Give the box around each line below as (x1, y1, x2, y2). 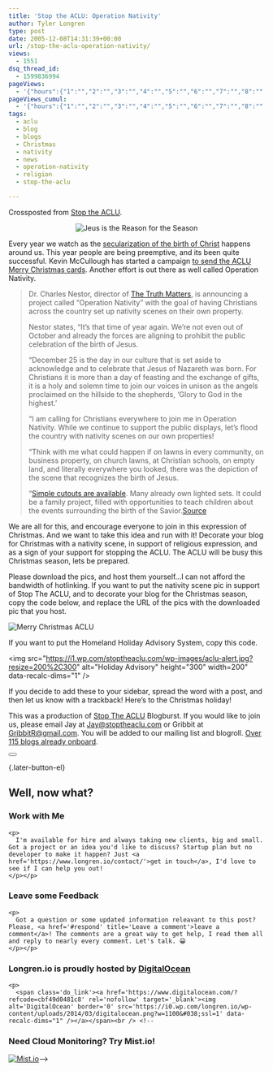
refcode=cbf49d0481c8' (8, 995, 85, 1004)
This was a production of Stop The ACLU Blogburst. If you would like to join (8, 710, 261, 720)
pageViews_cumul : (8, 95, 67, 103)
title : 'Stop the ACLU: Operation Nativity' (8, 11, 162, 20)
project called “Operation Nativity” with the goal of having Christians (28, 297, 258, 307)
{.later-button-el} (8, 762, 66, 772)
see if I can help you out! (8, 864, 104, 873)
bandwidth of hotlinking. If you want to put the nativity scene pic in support (8, 580, 260, 589)
